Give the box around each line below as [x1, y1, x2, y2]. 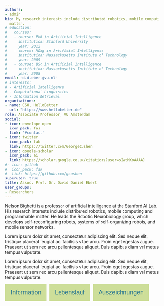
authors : [5, 7, 23, 12]
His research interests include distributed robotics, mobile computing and [5, 208, 153, 214]
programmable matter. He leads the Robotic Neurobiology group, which [5, 213, 149, 219]
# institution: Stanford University [5, 39, 89, 44]
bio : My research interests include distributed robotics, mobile [5, 16, 143, 21]
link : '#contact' [9, 130, 45, 135]
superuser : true [5, 176, 38, 181]
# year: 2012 [5, 44, 41, 49]
